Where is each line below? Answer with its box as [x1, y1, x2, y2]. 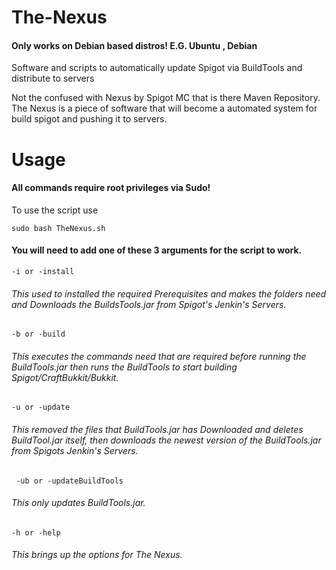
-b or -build [11, 329, 66, 340]
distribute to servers [11, 72, 95, 85]
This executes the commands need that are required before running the [11, 350, 307, 362]
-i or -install [11, 266, 75, 276]
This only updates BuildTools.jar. [11, 497, 146, 509]
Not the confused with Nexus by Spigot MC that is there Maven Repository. [11, 92, 321, 104]
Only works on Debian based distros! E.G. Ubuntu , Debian [11, 39, 258, 51]
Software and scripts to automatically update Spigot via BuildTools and [11, 62, 303, 74]
